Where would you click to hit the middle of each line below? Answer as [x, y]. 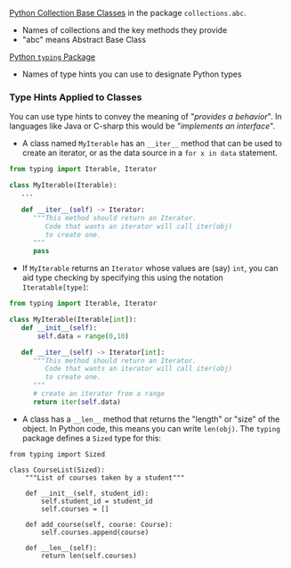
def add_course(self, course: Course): [99, 524]
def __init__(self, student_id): [87, 493]
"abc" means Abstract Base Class [84, 40]
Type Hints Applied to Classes [76, 97]
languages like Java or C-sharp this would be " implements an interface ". [142, 126]
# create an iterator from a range [99, 394]
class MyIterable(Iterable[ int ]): [73, 320]
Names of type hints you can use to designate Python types [132, 74]
